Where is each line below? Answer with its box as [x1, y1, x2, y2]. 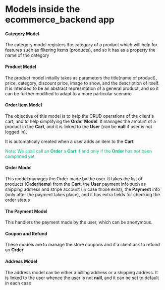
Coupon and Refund [5, 230, 48, 236]
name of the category [5, 52, 50, 58]
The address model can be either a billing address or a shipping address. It [5, 269, 158, 275]
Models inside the [5, 3, 80, 15]
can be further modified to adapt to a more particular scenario [5, 90, 132, 96]
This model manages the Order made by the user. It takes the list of [5, 176, 143, 182]
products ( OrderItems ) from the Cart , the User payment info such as [5, 181, 146, 187]
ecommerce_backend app [5, 14, 115, 25]
